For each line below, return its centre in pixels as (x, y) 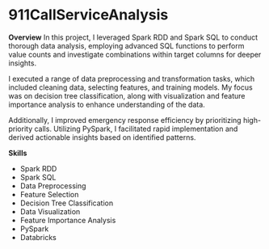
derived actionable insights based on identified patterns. (102, 137)
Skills (18, 153)
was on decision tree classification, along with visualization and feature (127, 95)
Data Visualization (50, 211)
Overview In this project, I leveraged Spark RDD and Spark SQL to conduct (133, 37)
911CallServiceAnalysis (88, 15)
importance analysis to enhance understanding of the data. (107, 104)
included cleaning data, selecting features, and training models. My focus (130, 87)
